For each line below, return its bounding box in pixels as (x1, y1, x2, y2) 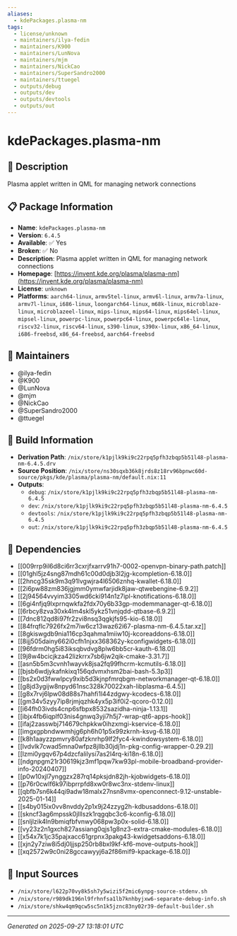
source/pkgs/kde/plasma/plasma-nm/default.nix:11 (17, 474, 167, 481)
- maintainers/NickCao (13, 63, 80, 70)
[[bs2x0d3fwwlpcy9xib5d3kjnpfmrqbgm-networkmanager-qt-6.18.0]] (17, 674, 220, 683)
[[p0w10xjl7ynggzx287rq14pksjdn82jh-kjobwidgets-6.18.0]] (17, 772, 190, 781)
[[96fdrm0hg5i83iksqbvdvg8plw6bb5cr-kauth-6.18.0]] (17, 645, 176, 653)
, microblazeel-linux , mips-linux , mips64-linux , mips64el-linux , (33, 307, 221, 315)
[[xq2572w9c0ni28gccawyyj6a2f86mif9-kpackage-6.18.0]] (17, 848, 190, 856)
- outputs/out (13, 103, 55, 110)
